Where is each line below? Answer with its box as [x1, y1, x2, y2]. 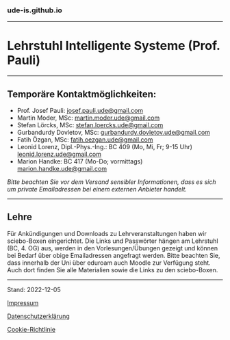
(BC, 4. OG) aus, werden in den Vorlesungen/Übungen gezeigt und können [7, 244, 218, 252]
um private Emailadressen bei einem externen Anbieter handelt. [7, 185, 187, 194]
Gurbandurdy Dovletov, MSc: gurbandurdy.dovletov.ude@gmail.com [16, 129, 211, 137]
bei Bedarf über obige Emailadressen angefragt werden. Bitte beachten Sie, [7, 251, 220, 259]
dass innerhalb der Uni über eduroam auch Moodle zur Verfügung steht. [7, 259, 211, 267]
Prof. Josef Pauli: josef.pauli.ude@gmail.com [16, 107, 144, 115]
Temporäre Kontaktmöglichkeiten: [7, 88, 157, 100]
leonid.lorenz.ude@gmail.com [16, 150, 101, 159]
